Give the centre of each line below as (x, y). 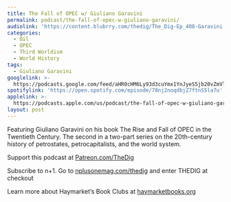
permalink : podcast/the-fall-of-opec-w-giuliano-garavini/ (93, 20)
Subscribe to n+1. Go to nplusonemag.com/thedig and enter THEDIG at (108, 170)
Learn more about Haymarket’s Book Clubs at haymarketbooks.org (101, 191)
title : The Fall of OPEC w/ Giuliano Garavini (75, 13)
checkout (21, 178)
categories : (24, 33)
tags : (15, 65)
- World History (36, 59)
